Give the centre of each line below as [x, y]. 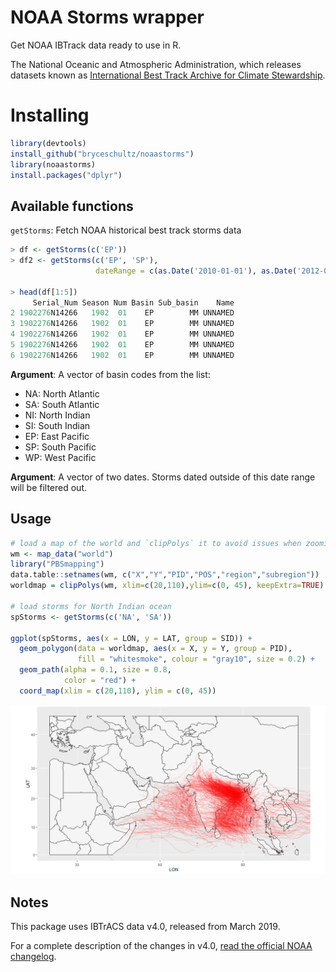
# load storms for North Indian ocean [91, 606]
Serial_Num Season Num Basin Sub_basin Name [133, 302]
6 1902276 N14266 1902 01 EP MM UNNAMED [122, 355]
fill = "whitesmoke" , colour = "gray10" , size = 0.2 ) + [196, 659]
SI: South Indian [57, 425]
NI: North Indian [57, 415]
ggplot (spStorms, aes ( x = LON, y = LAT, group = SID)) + [131, 638]
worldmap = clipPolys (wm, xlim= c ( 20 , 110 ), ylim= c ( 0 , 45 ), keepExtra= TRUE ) [167, 586]
